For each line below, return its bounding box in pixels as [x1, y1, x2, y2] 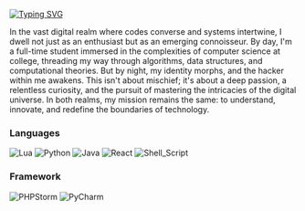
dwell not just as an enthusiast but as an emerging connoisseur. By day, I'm [9, 37, 292, 47]
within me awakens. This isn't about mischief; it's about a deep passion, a [9, 75, 288, 86]
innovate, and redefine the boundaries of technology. [9, 104, 210, 114]
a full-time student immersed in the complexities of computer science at [9, 46, 281, 57]
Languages [9, 126, 61, 139]
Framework [9, 170, 61, 183]
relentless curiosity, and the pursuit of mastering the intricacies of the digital [9, 85, 297, 95]
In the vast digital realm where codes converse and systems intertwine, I [9, 26, 282, 37]
